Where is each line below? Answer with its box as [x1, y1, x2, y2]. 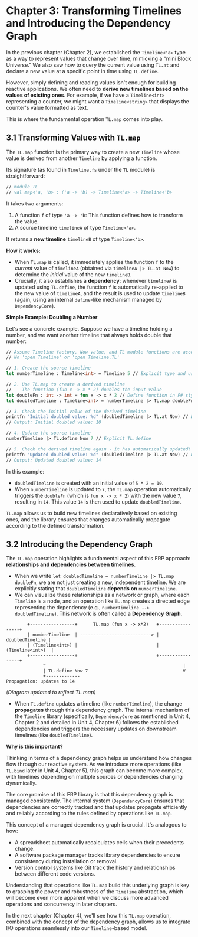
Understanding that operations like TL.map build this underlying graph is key [6, 882, 190, 889]
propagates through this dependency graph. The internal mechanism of [14, 707, 190, 714]
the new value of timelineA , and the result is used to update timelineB [14, 289, 186, 296]
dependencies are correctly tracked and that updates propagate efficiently [6, 804, 187, 811]
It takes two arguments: [6, 200, 64, 207]
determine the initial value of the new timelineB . [14, 270, 132, 278]
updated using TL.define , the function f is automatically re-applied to [14, 283, 184, 290]
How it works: [6, 247, 41, 254]
